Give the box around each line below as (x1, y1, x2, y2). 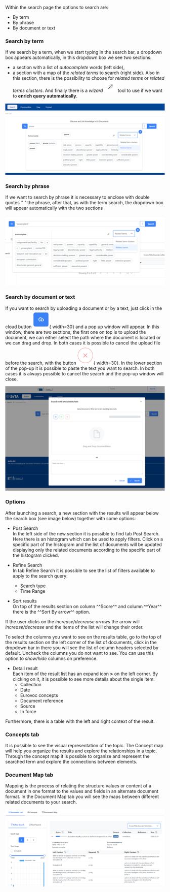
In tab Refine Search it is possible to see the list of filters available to (12, 567, 155, 574)
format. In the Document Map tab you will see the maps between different (5, 793, 159, 800)
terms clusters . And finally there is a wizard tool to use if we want (12, 87, 163, 93)
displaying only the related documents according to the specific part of (12, 547, 161, 553)
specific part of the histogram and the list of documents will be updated (12, 541, 162, 548)
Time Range (20, 588, 46, 594)
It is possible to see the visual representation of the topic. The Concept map (5, 743, 163, 749)
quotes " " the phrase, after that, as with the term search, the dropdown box (5, 200, 163, 206)
